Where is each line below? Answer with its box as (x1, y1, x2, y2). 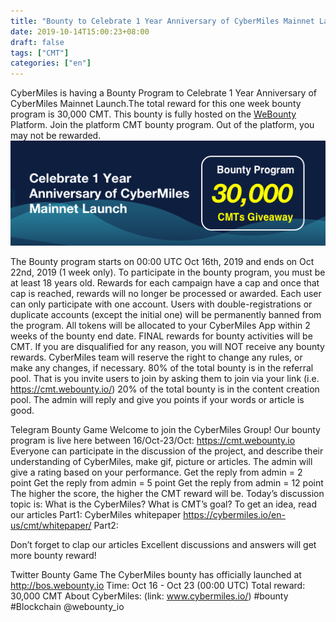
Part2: (93, 520, 119, 532)
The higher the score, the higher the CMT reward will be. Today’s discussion (10, 488, 325, 500)
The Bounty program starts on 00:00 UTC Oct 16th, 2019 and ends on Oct (10, 256, 315, 268)
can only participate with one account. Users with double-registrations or (10, 298, 313, 310)
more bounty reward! (10, 550, 97, 562)
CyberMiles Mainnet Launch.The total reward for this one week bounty (10, 98, 302, 110)
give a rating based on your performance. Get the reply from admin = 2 (10, 466, 303, 479)
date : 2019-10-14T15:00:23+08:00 (10, 26, 150, 37)
